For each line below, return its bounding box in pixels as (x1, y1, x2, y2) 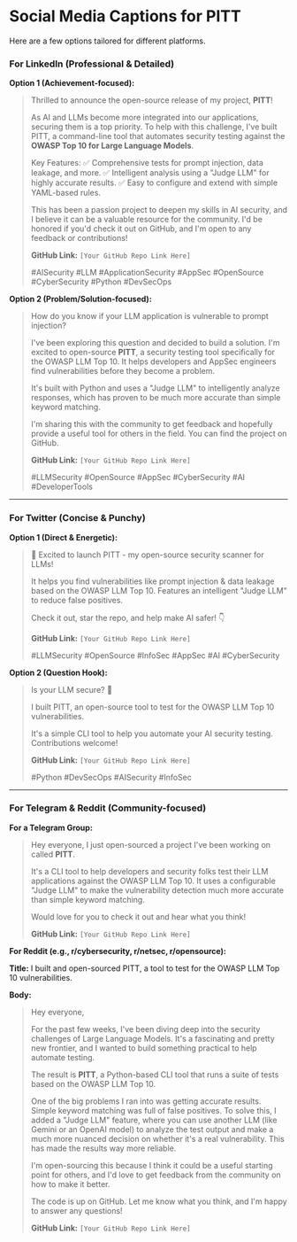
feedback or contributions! (30, 233, 128, 244)
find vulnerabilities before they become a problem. (30, 366, 215, 376)
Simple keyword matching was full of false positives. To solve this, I (30, 1105, 277, 1115)
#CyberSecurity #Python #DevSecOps (30, 276, 172, 287)
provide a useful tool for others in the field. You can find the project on (30, 428, 287, 439)
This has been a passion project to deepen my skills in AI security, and (30, 205, 288, 215)
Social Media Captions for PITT (9, 6, 241, 27)
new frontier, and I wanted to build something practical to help (30, 1043, 258, 1053)
